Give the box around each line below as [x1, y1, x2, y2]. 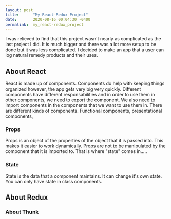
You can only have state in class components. [5, 178, 103, 184]
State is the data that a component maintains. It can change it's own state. [5, 172, 162, 179]
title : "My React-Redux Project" [5, 12, 88, 17]
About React [5, 67, 46, 76]
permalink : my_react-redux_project [5, 21, 84, 27]
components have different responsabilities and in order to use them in [5, 92, 155, 98]
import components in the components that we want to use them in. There [5, 102, 163, 108]
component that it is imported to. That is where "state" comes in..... [5, 148, 147, 155]
